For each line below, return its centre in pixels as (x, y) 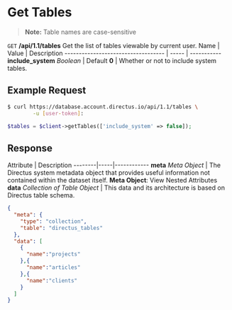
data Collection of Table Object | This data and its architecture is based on (116, 188)
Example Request (47, 90)
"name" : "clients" (52, 280)
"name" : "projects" (53, 254)
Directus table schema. (41, 195)
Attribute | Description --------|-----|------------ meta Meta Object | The (114, 165)
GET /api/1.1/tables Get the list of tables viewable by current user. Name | (114, 45)
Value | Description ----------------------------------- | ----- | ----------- (115, 53)
